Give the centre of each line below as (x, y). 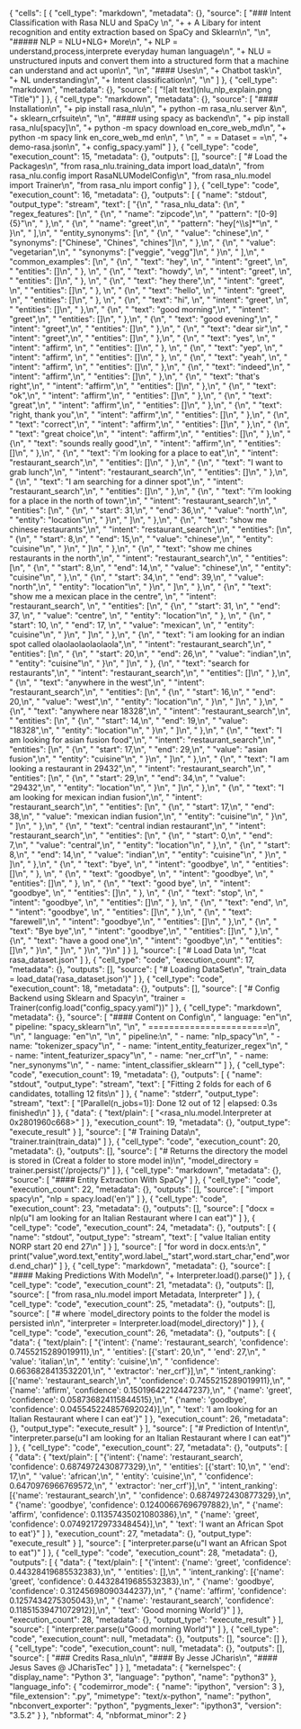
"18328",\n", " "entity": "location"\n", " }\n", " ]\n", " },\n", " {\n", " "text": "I (146, 730)
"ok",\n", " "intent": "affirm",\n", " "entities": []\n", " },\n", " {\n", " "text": (141, 396)
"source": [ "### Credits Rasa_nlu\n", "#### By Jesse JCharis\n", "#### (144, 1658)
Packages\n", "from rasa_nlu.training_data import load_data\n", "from (137, 166)
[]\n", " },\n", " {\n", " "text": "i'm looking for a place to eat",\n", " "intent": (144, 453)
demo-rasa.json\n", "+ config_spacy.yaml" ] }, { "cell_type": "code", (134, 147)
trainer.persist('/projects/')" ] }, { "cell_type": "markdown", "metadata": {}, (145, 1170)
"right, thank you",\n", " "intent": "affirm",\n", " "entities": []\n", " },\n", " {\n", (150, 414)
